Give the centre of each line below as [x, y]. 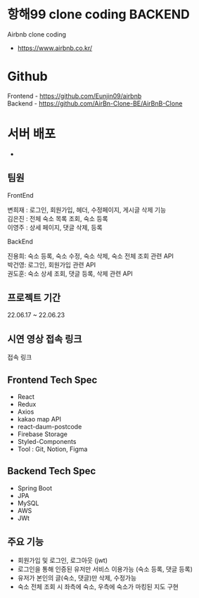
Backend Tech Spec [52, 471]
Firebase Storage [43, 434]
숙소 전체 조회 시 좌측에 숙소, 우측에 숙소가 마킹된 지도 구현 [98, 586]
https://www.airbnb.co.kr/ [55, 48]
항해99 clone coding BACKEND [98, 14]
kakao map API [39, 419]
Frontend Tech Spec [52, 380]
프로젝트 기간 [34, 298]
